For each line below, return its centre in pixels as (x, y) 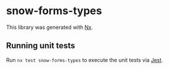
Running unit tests (41, 46)
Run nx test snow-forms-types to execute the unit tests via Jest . (84, 60)
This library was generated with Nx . (50, 27)
